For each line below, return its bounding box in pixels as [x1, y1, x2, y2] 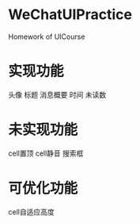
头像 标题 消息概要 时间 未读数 [8, 90, 107, 99]
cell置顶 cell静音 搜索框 [8, 149, 84, 158]
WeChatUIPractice [8, 6, 133, 24]
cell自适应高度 [8, 207, 55, 216]
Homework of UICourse [8, 32, 85, 41]
